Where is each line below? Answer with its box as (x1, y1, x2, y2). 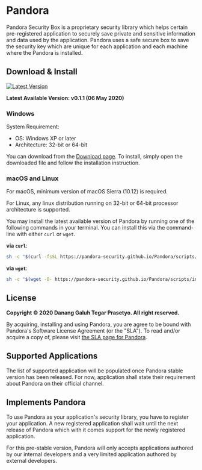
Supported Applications (6, 351, 98, 362)
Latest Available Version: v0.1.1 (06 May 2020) (6, 94, 124, 101)
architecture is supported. (6, 206, 70, 213)
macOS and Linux (6, 174, 59, 183)
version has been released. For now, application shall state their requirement (6, 373, 195, 380)
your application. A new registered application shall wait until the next (6, 419, 179, 427)
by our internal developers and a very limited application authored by (6, 450, 177, 458)
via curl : (6, 242, 28, 249)
